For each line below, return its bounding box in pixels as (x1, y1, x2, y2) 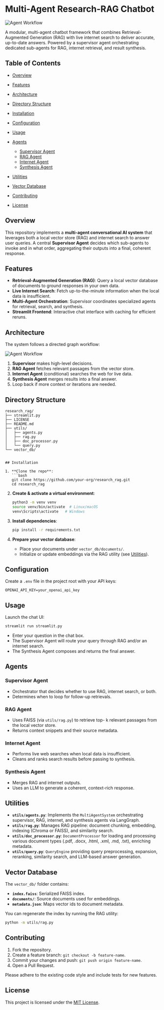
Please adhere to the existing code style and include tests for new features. (5, 972, 158, 978)
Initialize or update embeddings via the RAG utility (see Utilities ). (19, 551, 149, 557)
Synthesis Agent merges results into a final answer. (12, 376, 117, 382)
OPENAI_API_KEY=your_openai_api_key (5, 588, 80, 593)
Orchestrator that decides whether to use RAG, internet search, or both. (12, 688, 157, 694)
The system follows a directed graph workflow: (5, 342, 100, 347)
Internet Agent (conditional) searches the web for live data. (12, 371, 133, 377)
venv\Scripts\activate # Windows (12, 509, 85, 514)
